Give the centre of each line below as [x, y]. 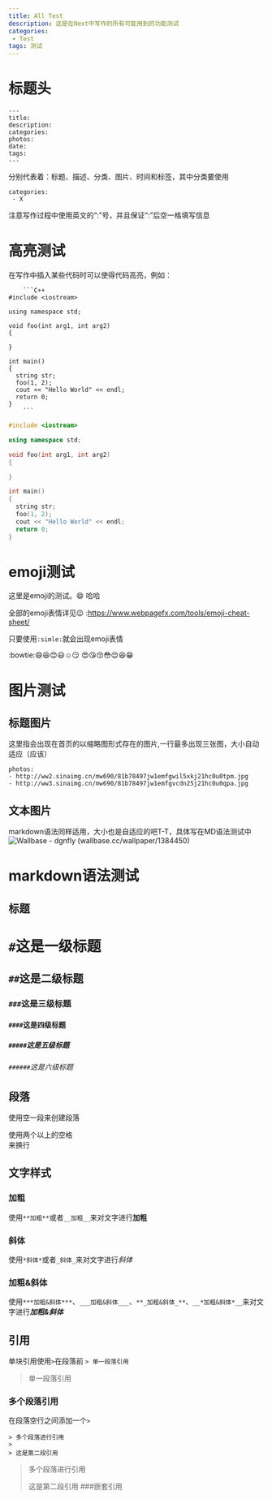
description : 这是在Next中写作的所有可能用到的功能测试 [94, 24]
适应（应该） [30, 754]
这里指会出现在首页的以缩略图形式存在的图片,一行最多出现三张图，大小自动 [134, 744]
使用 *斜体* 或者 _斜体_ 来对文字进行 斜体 [71, 1260]
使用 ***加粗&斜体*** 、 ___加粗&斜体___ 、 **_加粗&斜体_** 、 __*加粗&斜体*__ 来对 [133, 1302]
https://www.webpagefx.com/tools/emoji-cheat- [169, 613]
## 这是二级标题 [46, 979]
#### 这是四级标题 [37, 1024]
